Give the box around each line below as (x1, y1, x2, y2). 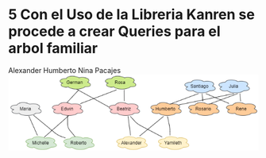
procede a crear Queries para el (8, 22, 221, 40)
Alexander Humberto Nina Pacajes (8, 65, 121, 75)
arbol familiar (8, 40, 98, 57)
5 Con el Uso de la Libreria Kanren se (8, 6, 256, 24)
